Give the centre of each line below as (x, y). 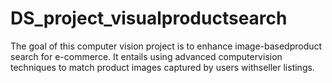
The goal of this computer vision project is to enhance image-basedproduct (166, 46)
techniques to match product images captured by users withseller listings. (162, 67)
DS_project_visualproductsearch (149, 18)
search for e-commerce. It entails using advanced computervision (146, 56)
